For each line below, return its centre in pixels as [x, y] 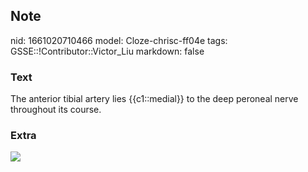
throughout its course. [56, 110]
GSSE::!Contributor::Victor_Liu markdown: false [107, 51]
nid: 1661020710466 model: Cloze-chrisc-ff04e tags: [119, 40]
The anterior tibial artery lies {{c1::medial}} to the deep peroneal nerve [154, 99]
